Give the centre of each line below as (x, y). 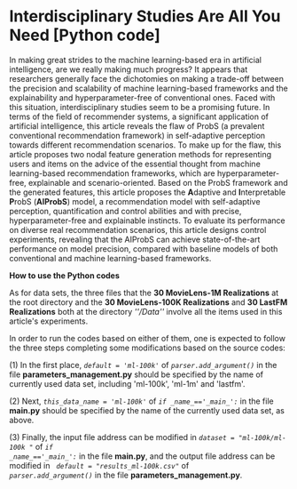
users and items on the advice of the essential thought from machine (135, 164)
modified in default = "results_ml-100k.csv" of (99, 465)
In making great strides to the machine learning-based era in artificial (135, 60)
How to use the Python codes (64, 275)
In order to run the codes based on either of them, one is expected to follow (148, 338)
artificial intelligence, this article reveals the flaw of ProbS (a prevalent (137, 125)
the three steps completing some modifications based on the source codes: (147, 348)
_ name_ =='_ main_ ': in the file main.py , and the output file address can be (142, 456)
